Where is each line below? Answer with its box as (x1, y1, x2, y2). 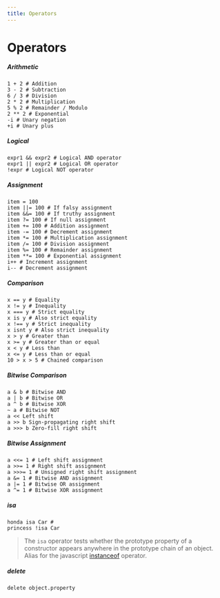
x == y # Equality (7, 296, 60, 303)
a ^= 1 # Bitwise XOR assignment (7, 486, 103, 493)
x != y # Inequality (7, 302, 67, 309)
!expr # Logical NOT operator (7, 166, 94, 173)
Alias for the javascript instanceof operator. (23, 551, 147, 559)
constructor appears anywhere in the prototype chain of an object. (23, 544, 214, 552)
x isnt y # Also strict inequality (7, 327, 110, 333)
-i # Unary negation (7, 116, 67, 123)
